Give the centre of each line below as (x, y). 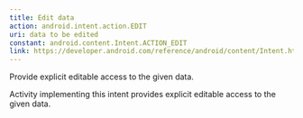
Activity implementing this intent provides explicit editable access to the (143, 95)
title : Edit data (42, 18)
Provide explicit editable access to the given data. (101, 77)
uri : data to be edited (54, 34)
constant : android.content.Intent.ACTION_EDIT (98, 43)
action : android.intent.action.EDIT (78, 26)
